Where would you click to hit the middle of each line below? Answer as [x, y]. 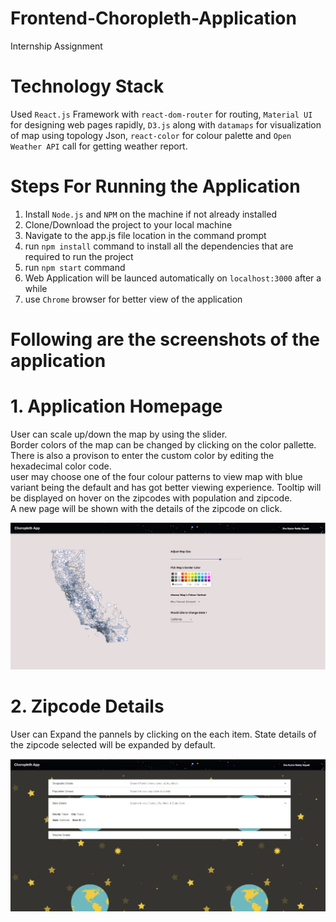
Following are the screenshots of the [165, 339]
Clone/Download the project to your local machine [128, 224]
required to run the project [79, 256]
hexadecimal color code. [61, 466]
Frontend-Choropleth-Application [153, 18]
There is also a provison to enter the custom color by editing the [142, 455]
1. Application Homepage [116, 406]
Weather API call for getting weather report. [99, 146]
